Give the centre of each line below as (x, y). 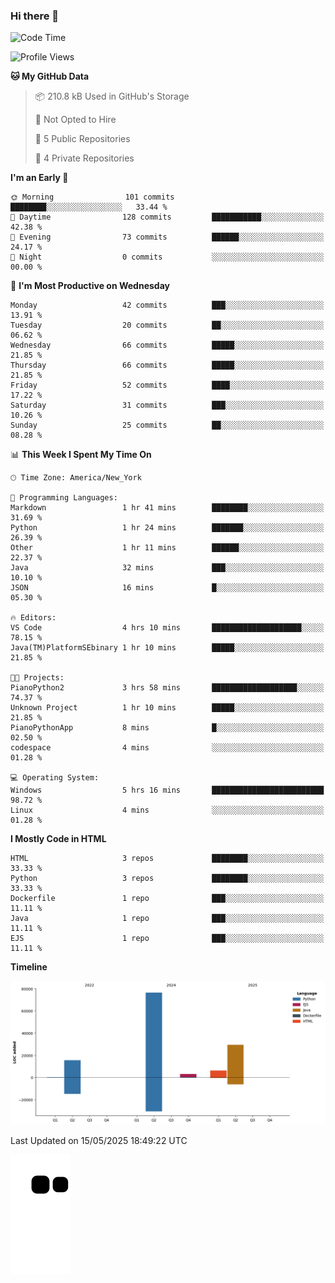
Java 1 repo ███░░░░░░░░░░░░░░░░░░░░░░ (167, 919)
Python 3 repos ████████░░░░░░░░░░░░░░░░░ (167, 879)
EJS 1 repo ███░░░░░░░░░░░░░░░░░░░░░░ (167, 939)
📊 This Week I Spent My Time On (81, 455)
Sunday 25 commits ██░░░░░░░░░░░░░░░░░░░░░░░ (167, 425)
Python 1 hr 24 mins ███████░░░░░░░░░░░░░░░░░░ (167, 528)
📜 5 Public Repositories (82, 139)
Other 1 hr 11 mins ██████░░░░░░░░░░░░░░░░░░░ (167, 548)
